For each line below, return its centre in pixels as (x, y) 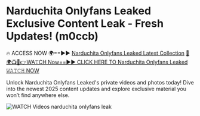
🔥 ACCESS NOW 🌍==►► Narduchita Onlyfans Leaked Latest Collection (96, 53)
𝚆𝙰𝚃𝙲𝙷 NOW (23, 70)
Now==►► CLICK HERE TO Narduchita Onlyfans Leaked (118, 62)
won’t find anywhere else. (38, 95)
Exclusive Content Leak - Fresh (85, 23)
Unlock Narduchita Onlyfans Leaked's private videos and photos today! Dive (100, 82)
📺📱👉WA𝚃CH (26, 62)
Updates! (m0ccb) (52, 36)
